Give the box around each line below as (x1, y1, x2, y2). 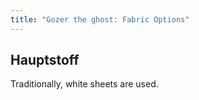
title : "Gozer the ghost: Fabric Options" (10, 14, 190, 25)
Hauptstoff (10, 52, 80, 69)
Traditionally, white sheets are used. (10, 78, 159, 90)
